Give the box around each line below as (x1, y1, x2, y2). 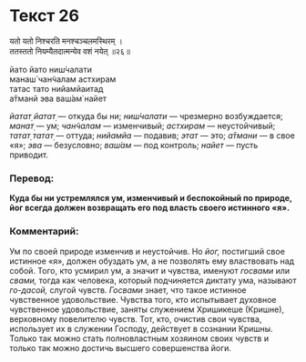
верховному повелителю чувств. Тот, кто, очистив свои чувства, (9, 313, 262, 324)
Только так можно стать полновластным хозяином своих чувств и (9, 333, 270, 344)
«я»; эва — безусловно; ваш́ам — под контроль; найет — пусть (9, 139, 259, 150)
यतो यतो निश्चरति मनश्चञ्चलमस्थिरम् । (9, 35, 123, 46)
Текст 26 (9, 5, 80, 26)
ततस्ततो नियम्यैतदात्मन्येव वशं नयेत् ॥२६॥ (9, 45, 130, 56)
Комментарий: (9, 225, 79, 237)
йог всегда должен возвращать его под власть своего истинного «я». (9, 202, 290, 214)
